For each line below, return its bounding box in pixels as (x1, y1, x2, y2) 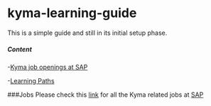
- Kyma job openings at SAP (7, 63, 88, 71)
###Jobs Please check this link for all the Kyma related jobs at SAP (7, 90, 204, 99)
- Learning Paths (7, 76, 55, 85)
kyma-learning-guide (7, 5, 137, 21)
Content (7, 45, 32, 53)
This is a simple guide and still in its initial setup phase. (7, 28, 168, 37)
